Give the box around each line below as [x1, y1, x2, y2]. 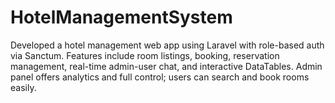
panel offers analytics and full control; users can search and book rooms [10, 71, 310, 83]
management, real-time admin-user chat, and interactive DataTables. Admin [10, 60, 323, 72]
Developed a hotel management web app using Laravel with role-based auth [10, 39, 325, 51]
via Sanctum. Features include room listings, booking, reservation [10, 49, 280, 61]
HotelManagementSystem [10, 6, 233, 29]
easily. [10, 81, 37, 93]
